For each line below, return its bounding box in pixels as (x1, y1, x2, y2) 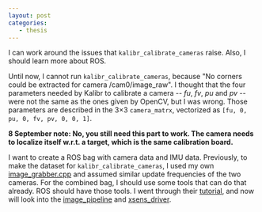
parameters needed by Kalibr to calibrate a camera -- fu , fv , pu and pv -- (8, 89, 247, 98)
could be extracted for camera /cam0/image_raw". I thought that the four (8, 80, 246, 89)
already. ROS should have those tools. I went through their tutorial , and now (8, 187, 255, 196)
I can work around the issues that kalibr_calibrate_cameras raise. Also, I (8, 48, 246, 58)
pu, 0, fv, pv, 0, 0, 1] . (8, 114, 93, 123)
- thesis (18, 26, 47, 34)
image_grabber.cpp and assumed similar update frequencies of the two (8, 169, 241, 179)
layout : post (8, 11, 51, 20)
